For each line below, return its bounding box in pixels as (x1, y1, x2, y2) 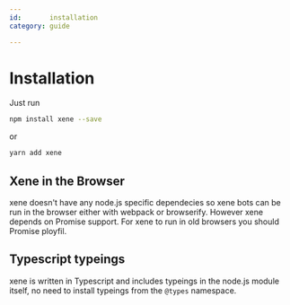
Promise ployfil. (9, 226, 67, 236)
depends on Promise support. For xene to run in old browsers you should (9, 216, 280, 227)
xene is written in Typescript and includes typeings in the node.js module (9, 275, 280, 286)
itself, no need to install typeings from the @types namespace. (9, 284, 237, 296)
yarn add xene (9, 149, 63, 158)
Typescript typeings (9, 252, 126, 267)
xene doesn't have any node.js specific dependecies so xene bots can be (9, 197, 281, 207)
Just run (9, 98, 40, 109)
